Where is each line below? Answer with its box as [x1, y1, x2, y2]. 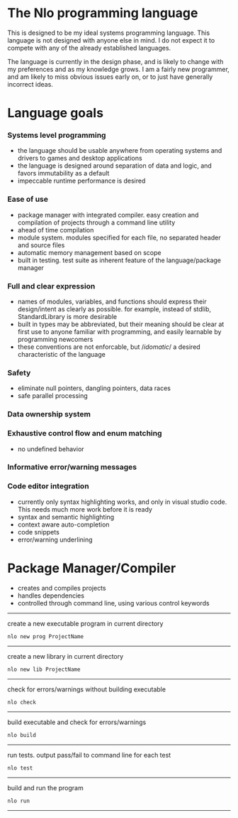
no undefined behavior [17, 444, 84, 453]
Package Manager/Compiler [7, 560, 176, 576]
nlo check [7, 699, 37, 706]
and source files [17, 240, 65, 249]
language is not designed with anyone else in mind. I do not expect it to [7, 36, 215, 44]
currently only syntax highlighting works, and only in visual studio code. [17, 497, 227, 506]
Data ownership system [7, 409, 91, 419]
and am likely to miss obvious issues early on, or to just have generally [7, 72, 213, 81]
